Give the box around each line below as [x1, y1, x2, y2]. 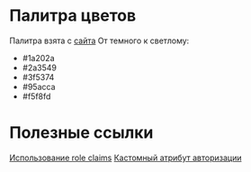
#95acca [22, 81, 56, 92]
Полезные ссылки [9, 122, 154, 143]
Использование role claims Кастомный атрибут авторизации [9, 152, 242, 163]
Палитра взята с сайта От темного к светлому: [9, 35, 190, 46]
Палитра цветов [9, 5, 137, 26]
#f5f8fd [22, 91, 51, 102]
